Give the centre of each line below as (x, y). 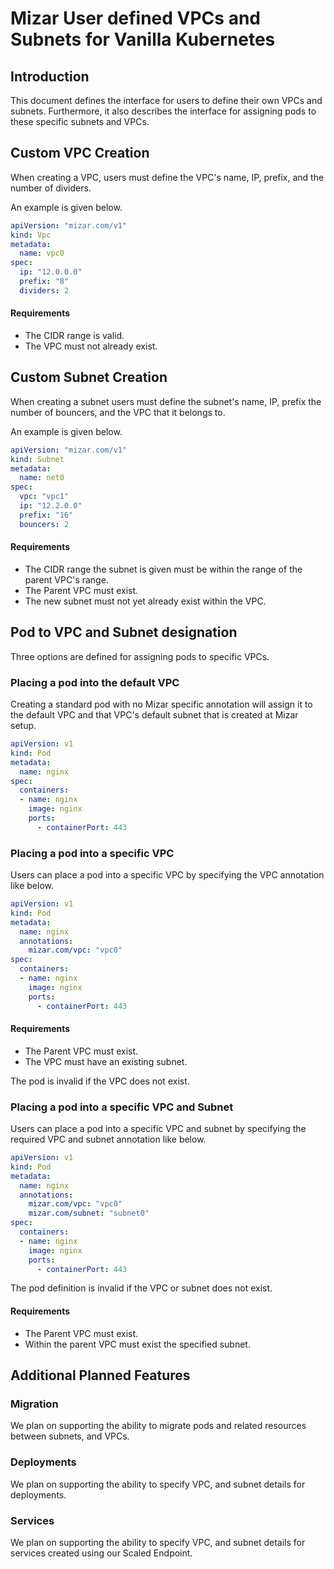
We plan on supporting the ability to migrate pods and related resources (158, 1426)
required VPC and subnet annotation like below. (108, 1139)
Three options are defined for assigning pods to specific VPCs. (140, 656)
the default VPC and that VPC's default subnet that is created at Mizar (154, 715)
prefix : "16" (46, 515)
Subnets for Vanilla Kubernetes (143, 39)
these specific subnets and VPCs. (80, 121)
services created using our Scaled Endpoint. (101, 1553)
